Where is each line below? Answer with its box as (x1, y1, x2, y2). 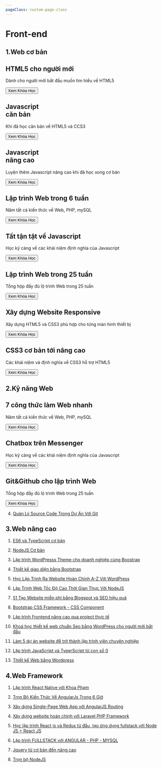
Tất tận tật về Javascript (5, 232, 81, 240)
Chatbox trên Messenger (5, 439, 84, 447)
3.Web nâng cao (5, 525, 57, 533)
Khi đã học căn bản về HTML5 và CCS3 (5, 123, 86, 129)
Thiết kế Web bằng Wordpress (12, 657, 74, 663)
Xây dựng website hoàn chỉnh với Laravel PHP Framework (12, 713, 129, 719)
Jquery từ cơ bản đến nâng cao (12, 747, 76, 753)
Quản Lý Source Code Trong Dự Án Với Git (12, 510, 98, 516)
